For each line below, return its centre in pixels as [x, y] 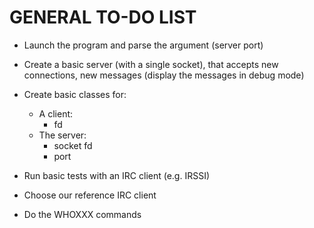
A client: [56, 113]
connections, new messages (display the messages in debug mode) [164, 75]
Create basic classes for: [75, 94]
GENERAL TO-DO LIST [103, 17]
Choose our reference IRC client [90, 195]
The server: [62, 135]
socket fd [73, 145]
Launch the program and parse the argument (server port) [143, 45]
